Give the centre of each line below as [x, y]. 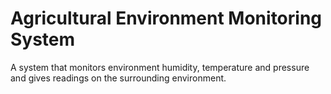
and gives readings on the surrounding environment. [118, 78]
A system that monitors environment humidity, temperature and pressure [160, 67]
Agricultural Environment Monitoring [166, 18]
